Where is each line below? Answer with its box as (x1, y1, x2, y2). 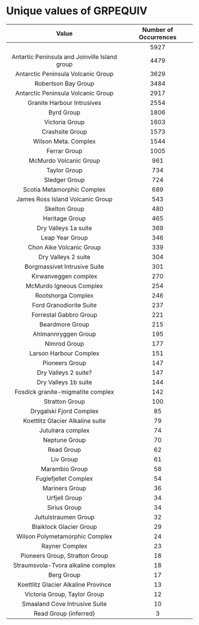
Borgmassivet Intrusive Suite (24, 262, 105, 270)
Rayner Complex (41, 541, 88, 550)
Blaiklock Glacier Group (31, 522, 97, 531)
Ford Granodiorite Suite (31, 301, 97, 309)
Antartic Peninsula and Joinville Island (11, 52, 117, 60)
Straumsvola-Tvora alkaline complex (12, 561, 116, 569)
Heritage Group (43, 214, 86, 222)
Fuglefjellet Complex (36, 474, 94, 483)
